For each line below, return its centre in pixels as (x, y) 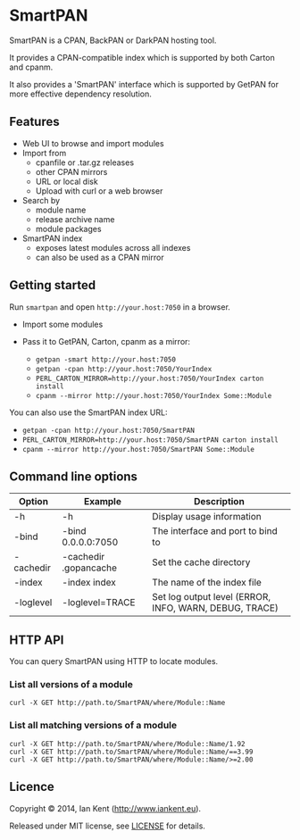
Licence (32, 787)
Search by (41, 200)
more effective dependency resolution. (80, 94)
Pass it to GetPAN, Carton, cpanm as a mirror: (106, 341)
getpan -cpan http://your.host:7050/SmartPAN (108, 430)
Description (219, 502)
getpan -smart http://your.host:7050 (106, 359)
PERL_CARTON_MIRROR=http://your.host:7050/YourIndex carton (150, 378)
